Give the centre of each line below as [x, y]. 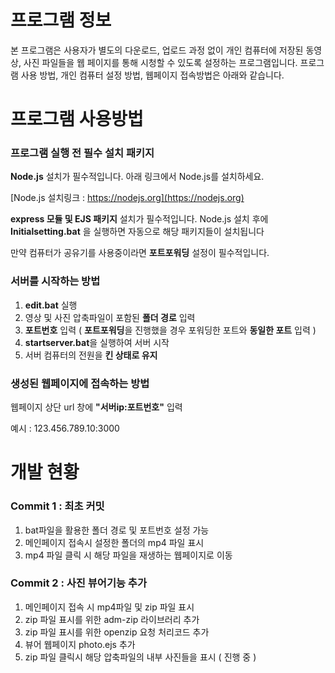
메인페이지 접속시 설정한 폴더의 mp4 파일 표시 [114, 542]
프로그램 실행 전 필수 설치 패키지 [82, 153]
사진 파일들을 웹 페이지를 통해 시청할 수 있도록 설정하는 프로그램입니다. [160, 62]
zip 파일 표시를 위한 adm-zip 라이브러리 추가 [112, 619]
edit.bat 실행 [51, 305]
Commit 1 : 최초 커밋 [57, 506]
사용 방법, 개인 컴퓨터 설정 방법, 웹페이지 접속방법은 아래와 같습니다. [152, 75]
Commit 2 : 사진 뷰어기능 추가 [78, 583]
